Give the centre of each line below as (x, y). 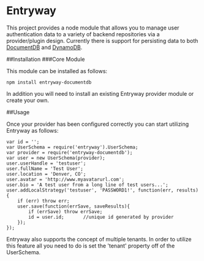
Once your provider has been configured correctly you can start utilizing (98, 124)
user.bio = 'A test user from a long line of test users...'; (87, 185)
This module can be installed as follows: (57, 71)
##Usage (18, 112)
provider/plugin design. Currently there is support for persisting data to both (102, 41)
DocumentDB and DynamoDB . (44, 47)
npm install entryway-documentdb (49, 82)
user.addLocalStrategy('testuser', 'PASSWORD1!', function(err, (90, 190)
